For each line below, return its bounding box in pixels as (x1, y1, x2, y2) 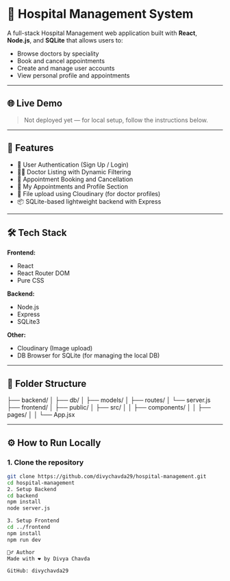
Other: (7, 331, 26, 339)
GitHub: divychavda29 (7, 567, 69, 575)
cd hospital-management (7, 479, 75, 486)
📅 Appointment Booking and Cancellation (16, 175, 133, 183)
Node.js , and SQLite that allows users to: (7, 36, 123, 44)
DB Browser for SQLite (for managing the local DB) (16, 351, 160, 359)
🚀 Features (7, 142, 54, 154)
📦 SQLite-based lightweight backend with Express (16, 197, 162, 205)
